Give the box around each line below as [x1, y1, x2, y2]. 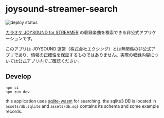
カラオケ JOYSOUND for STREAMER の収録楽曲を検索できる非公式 [5, 29, 140, 35]
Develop [5, 72, 31, 81]
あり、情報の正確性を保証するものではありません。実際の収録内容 [18, 52, 150, 58]
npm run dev [5, 89, 30, 94]
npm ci [5, 85, 19, 90]
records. [5, 108, 22, 114]
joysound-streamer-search [5, 3, 118, 15]
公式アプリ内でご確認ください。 [18, 58, 82, 64]
